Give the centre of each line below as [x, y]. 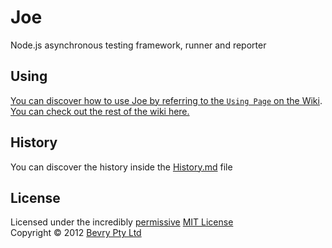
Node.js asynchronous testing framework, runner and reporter [138, 45]
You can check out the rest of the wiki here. [100, 111]
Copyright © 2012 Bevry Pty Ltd [76, 233]
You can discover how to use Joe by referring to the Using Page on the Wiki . [166, 100]
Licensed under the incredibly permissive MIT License [122, 222]
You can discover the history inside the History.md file [121, 167]
